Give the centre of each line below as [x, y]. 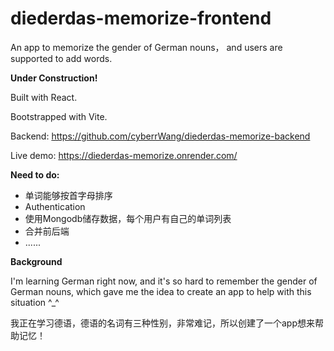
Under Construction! [54, 78]
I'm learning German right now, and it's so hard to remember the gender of [164, 281]
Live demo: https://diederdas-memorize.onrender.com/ [124, 155]
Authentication [55, 206]
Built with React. [44, 97]
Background [36, 261]
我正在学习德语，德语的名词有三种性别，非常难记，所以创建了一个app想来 [163, 323]
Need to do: [35, 174]
